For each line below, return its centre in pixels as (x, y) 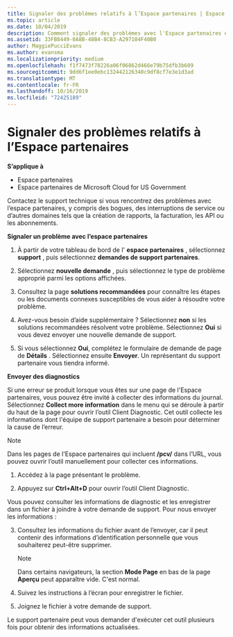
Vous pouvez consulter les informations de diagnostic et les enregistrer (109, 501)
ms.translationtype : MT (42, 78)
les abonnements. (33, 223)
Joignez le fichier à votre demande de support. (84, 606)
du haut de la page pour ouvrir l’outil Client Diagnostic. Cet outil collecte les (115, 412)
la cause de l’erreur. (35, 427)
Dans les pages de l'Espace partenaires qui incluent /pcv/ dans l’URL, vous (114, 454)
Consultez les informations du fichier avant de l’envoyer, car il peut (112, 530)
